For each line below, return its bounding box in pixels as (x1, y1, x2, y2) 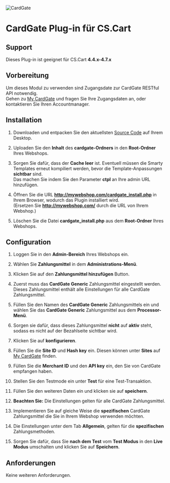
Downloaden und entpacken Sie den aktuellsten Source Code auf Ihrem (13, 129, 163, 135)
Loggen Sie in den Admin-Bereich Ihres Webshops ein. (13, 251, 129, 258)
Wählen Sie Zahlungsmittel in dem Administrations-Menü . (13, 261, 138, 267)
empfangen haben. (13, 368, 53, 374)
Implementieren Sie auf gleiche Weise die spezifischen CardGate (13, 408, 150, 414)
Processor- (137, 307, 162, 313)
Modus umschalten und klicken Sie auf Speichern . (13, 444, 120, 450)
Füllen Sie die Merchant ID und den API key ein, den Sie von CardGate (13, 363, 161, 369)
